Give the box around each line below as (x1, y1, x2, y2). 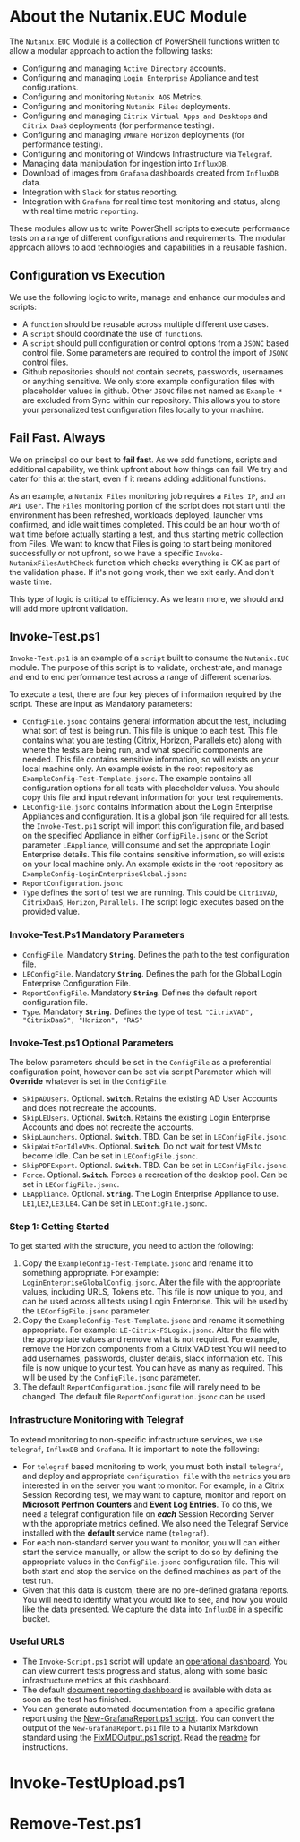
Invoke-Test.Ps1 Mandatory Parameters (9, 929, 185, 942)
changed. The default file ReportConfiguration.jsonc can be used (21, 1391, 266, 1402)
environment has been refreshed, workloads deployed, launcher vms (9, 509, 264, 521)
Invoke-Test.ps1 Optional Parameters (9, 1037, 174, 1049)
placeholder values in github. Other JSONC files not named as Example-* (21, 385, 283, 396)
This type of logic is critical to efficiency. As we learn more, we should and (9, 593, 284, 604)
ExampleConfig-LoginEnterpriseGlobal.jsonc (21, 870, 188, 879)
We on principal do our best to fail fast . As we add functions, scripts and (9, 454, 278, 465)
